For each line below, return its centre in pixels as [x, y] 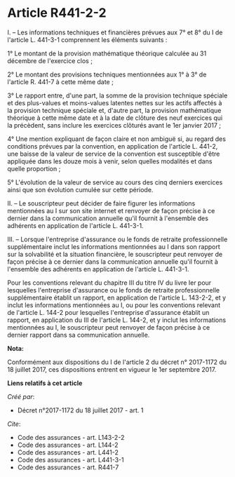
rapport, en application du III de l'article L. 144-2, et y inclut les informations [117, 320]
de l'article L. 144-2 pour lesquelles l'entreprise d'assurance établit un [108, 312]
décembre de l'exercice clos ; [50, 60]
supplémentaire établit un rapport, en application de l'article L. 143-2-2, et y [117, 297]
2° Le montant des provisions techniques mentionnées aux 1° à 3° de [107, 74]
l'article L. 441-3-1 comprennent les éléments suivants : [87, 39]
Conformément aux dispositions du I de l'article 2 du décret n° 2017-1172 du [117, 362]
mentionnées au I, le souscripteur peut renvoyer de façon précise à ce [109, 327]
